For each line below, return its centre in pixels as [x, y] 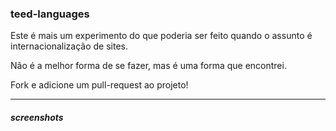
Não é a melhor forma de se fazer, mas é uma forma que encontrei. [148, 66]
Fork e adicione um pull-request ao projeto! [99, 85]
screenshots [37, 117]
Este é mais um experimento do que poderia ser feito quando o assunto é [161, 36]
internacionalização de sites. [69, 46]
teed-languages [50, 14]
